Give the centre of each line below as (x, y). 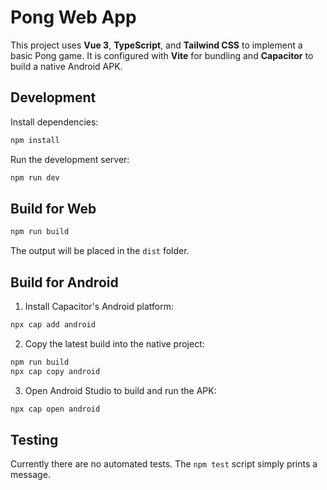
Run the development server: (70, 159)
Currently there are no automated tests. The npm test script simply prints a (164, 464)
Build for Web (53, 208)
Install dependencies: (54, 122)
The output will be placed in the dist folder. (100, 251)
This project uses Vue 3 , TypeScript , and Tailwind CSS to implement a (156, 45)
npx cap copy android (55, 371)
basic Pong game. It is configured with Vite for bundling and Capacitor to (162, 55)
